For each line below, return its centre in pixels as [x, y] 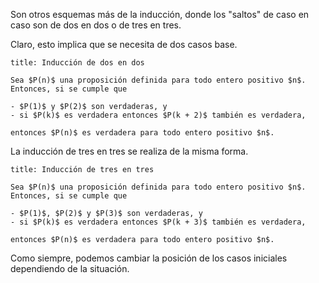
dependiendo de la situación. [70, 268]
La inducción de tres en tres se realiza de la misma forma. [129, 151]
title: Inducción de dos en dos [77, 63]
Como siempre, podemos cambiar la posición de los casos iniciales [149, 258]
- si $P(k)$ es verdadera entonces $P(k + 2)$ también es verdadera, [158, 115]
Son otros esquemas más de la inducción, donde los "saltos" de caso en [160, 14]
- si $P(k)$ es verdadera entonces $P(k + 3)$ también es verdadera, [158, 222]
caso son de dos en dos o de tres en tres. [96, 25]
